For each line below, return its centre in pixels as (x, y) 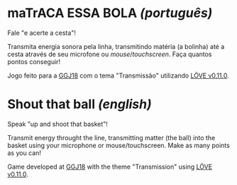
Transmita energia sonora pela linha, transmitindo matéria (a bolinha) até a (116, 46)
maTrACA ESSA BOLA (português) (110, 13)
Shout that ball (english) (79, 104)
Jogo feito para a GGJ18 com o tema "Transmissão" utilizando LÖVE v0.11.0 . (118, 75)
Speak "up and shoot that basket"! (58, 124)
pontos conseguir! (34, 61)
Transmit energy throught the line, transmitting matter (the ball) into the (111, 137)
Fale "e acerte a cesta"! (42, 33)
